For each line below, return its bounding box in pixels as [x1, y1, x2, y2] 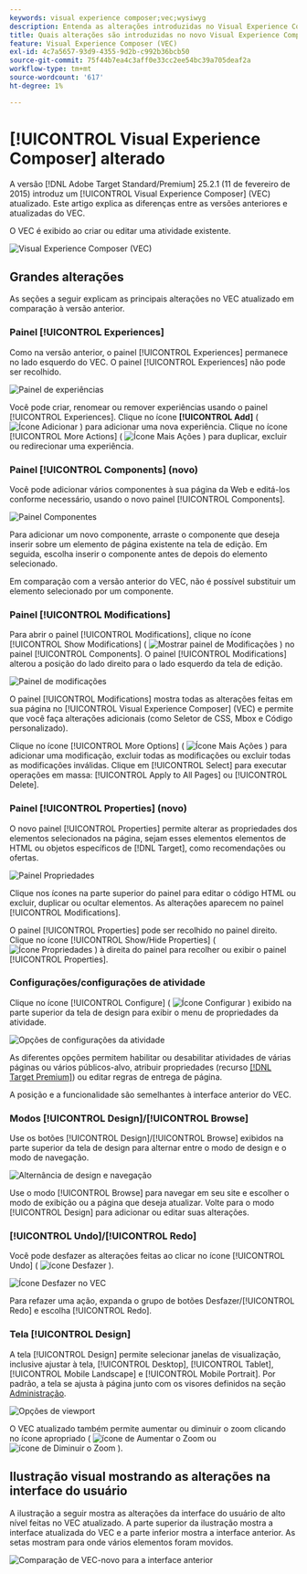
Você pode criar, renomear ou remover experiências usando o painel [9, 401, 268, 412]
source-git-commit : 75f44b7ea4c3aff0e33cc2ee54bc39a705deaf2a [9, 56, 251, 65]
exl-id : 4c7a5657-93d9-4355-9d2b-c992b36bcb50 [9, 48, 190, 57]
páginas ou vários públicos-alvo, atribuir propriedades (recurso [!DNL [9, 1062, 272, 1072]
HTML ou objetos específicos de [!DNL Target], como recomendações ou [9, 842, 286, 853]
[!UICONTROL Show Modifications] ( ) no [9, 639, 295, 650]
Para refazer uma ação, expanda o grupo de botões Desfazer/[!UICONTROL [9, 1295, 295, 1306]
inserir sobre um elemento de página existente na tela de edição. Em [9, 538, 268, 549]
